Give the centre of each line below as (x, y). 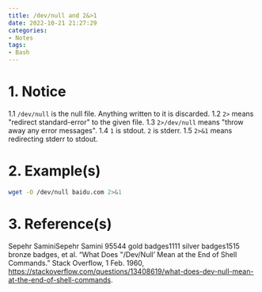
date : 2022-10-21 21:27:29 (53, 23)
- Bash (19, 52)
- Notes (21, 38)
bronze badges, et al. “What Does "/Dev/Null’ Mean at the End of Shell (123, 254)
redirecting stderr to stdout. (53, 139)
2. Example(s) (55, 171)
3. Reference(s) (60, 224)
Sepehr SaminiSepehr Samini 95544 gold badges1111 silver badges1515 (124, 246)
